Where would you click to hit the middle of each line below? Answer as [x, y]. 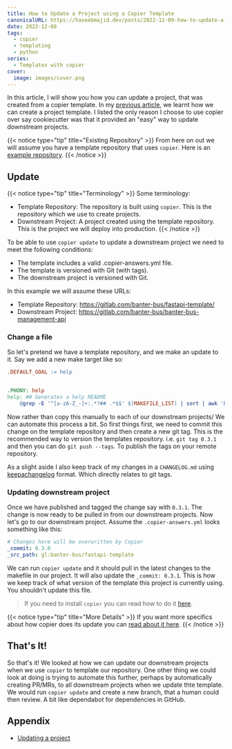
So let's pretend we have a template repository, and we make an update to [113, 352]
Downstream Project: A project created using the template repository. [116, 221]
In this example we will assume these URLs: [69, 291]
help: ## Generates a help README [57, 397]
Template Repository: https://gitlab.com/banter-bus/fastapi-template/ [116, 304]
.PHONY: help [26, 391]
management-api [42, 320]
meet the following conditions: [50, 250]
